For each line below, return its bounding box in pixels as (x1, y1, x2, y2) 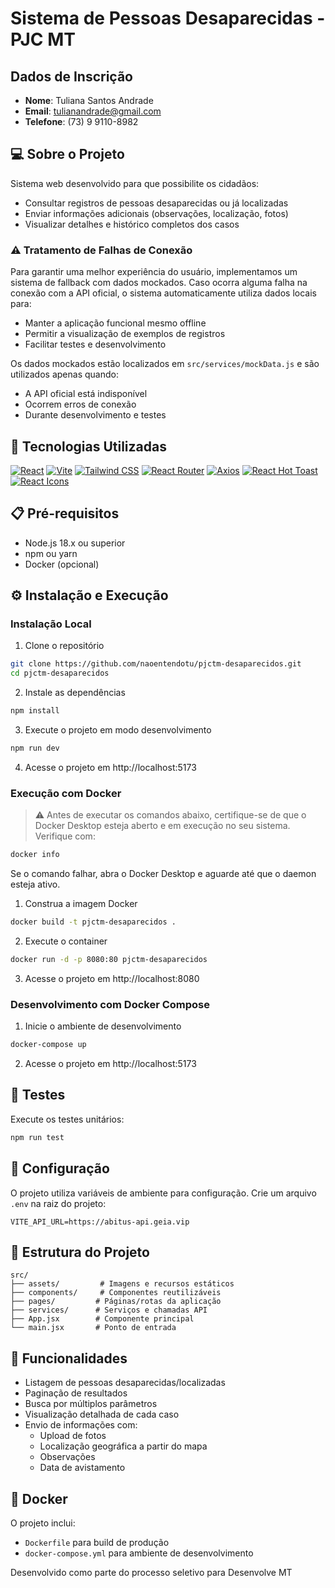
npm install (10, 706, 60, 716)
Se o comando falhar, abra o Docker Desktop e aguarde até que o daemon (10, 868, 317, 880)
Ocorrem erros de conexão (24, 398, 137, 411)
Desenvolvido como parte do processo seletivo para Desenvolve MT (10, 1566, 293, 1578)
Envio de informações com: (24, 1419, 138, 1431)
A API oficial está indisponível (24, 388, 148, 400)
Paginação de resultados (24, 1387, 128, 1399)
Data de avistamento (39, 1462, 126, 1474)
